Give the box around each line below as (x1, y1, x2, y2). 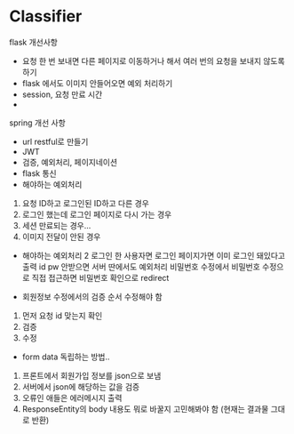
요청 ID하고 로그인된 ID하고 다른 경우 (21, 197, 149, 208)
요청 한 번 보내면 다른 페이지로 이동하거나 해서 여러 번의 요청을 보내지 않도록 (21, 55, 286, 66)
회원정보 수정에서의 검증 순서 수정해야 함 (21, 291, 163, 301)
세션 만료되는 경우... (21, 220, 91, 230)
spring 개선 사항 (9, 117, 67, 128)
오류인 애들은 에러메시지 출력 (21, 392, 123, 403)
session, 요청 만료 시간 (21, 89, 103, 100)
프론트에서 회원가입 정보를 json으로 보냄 (21, 370, 162, 381)
